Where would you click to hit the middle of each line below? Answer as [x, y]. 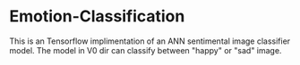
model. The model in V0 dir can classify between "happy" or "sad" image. [146, 50]
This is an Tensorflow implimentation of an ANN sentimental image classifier [150, 41]
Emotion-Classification [97, 16]
